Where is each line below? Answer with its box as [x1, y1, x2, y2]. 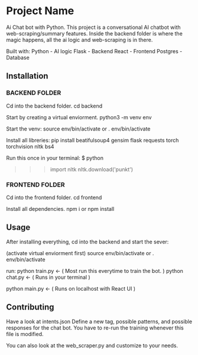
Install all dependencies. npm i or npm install [6, 205, 115, 212]
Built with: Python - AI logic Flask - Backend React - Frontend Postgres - [6, 47, 183, 54]
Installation [6, 71, 48, 81]
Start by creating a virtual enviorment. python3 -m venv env [6, 113, 152, 120]
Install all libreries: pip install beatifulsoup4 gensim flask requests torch [6, 136, 179, 144]
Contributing [6, 302, 54, 312]
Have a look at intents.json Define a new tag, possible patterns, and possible [6, 318, 193, 325]
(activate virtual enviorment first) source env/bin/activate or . [6, 249, 154, 256]
